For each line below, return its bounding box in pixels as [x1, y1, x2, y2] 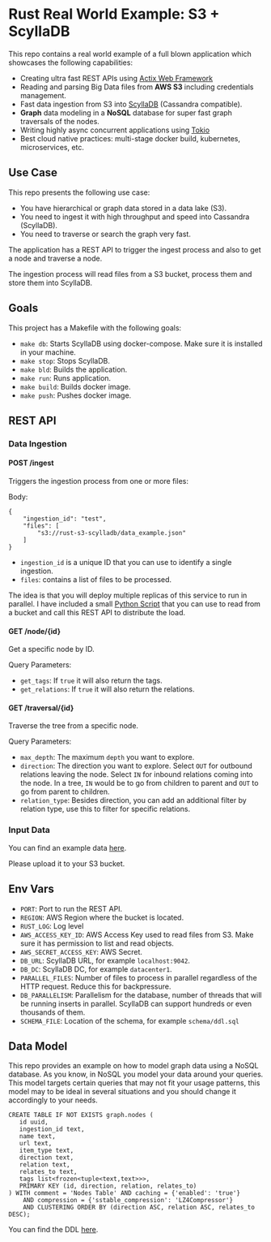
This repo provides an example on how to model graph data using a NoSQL [8, 1061, 259, 1071]
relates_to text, [19, 1168, 78, 1176]
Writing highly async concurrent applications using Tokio [19, 125, 210, 135]
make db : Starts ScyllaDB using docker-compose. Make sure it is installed [19, 339, 263, 348]
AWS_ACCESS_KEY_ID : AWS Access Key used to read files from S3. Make [19, 929, 254, 939]
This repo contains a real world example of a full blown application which [8, 49, 252, 58]
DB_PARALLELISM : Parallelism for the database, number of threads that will [19, 990, 262, 999]
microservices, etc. [19, 142, 85, 152]
